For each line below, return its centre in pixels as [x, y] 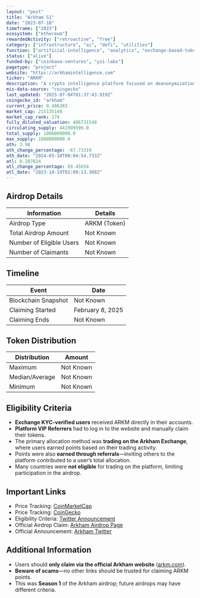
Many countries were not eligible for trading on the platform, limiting [99, 467]
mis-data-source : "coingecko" [44, 89]
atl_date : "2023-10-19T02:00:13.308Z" [54, 172]
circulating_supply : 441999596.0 [48, 128]
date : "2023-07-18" [30, 23]
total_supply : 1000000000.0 [41, 134]
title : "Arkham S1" [30, 17]
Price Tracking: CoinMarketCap [53, 506]
